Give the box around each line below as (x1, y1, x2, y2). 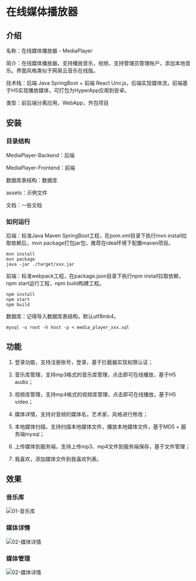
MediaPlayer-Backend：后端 (6, 151, 75, 158)
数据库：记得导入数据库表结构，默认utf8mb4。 (6, 312, 119, 320)
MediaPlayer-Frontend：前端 (6, 164, 75, 171)
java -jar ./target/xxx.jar (6, 261, 75, 267)
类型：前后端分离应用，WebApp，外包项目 (6, 99, 109, 106)
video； (14, 398, 34, 405)
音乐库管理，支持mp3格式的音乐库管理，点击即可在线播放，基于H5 (14, 371, 176, 378)
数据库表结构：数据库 (6, 177, 57, 184)
